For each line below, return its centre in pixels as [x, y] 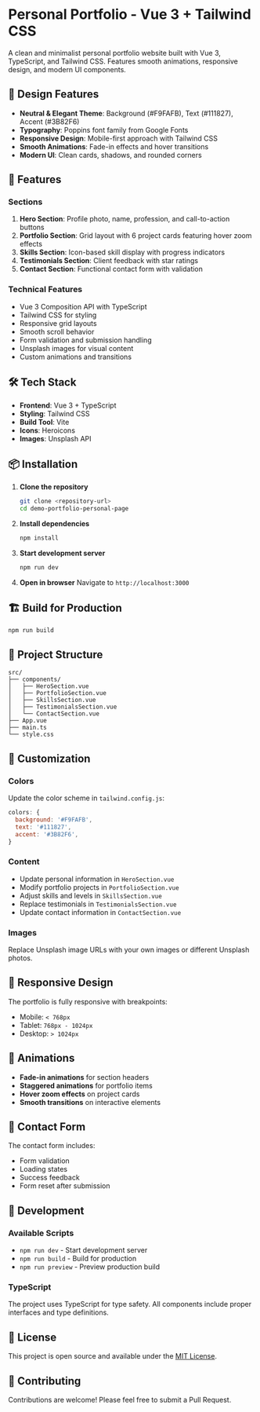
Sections [25, 202]
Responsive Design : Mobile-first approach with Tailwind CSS [118, 138]
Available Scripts [41, 1233]
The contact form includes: [52, 1146]
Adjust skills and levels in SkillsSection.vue [90, 895]
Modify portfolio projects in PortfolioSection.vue [99, 887]
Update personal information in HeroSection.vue [97, 879]
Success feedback [49, 1178]
